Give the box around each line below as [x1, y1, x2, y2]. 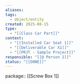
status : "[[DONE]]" [5, 59, 47, 64]
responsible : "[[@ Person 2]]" [5, 54, 71, 60]
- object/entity [10, 17, 44, 22]
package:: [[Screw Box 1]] [5, 73, 59, 79]
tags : [5, 12, 17, 17]
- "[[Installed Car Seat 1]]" [10, 40, 73, 46]
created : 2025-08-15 [5, 21, 49, 27]
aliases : [5, 7, 24, 13]
